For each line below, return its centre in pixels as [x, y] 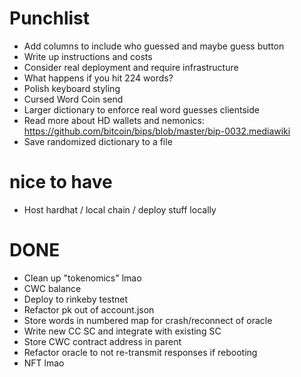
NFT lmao [44, 363]
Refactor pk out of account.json [89, 309]
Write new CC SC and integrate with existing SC [122, 331]
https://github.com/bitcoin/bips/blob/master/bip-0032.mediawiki [157, 131]
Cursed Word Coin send [73, 99]
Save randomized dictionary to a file [98, 141]
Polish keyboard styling [72, 88]
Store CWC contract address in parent [102, 341]
